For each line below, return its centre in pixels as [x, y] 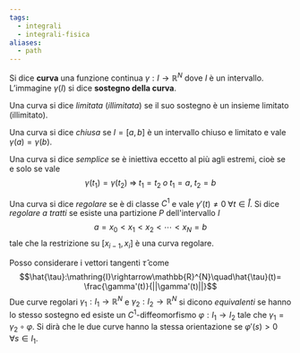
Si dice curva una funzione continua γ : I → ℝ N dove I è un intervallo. [137, 77]
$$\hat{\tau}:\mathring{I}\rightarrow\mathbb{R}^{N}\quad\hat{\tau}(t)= [150, 276]
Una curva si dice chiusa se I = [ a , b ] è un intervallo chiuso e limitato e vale [148, 132]
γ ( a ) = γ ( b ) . [31, 142]
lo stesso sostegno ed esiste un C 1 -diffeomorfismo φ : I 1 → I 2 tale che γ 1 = [147, 315]
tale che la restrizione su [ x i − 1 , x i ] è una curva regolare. [112, 245]
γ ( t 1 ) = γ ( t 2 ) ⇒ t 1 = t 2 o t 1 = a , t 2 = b [150, 183]
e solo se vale [35, 168]
